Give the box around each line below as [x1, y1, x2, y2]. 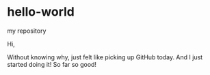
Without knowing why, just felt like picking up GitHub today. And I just [7, 52, 203, 61]
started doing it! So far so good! [7, 60, 97, 68]
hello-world [7, 4, 75, 20]
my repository [7, 27, 47, 35]
